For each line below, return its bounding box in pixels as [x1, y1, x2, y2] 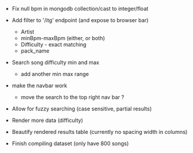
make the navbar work [11, 82, 68, 89]
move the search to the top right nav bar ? [20, 94, 124, 100]
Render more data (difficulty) [11, 117, 84, 124]
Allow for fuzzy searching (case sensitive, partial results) [11, 105, 152, 112]
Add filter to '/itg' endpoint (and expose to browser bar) [11, 17, 149, 23]
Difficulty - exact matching [20, 41, 87, 48]
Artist [20, 28, 35, 35]
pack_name [20, 47, 50, 54]
